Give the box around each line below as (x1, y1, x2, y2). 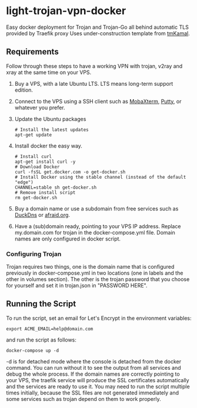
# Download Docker (14, 163, 60, 170)
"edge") (14, 179, 34, 185)
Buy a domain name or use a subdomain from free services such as (14, 205, 179, 212)
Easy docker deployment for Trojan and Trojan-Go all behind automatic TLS (6, 24, 189, 31)
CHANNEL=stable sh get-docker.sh (14, 184, 97, 190)
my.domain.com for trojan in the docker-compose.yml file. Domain (14, 229, 175, 236)
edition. (14, 86, 34, 93)
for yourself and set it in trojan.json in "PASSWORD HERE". (6, 282, 148, 289)
